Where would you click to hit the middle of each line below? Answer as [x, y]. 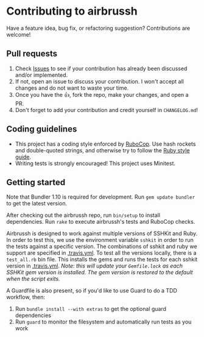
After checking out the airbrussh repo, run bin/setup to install [83, 215]
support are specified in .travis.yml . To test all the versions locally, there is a [101, 253]
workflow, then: [26, 297]
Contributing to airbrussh [72, 11]
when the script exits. [33, 279]
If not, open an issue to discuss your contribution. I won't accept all [99, 81]
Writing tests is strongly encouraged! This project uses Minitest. [95, 163]
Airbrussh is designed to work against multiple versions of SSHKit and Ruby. [102, 233]
